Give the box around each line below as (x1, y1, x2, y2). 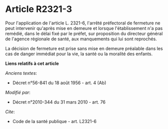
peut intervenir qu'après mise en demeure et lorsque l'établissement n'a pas (5, 25, 163, 31)
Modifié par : (5, 89, 31, 95)
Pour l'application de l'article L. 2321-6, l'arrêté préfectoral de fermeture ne (5, 20, 160, 26)
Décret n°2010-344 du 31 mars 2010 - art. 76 (12, 99, 106, 105)
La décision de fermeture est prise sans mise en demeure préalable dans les (5, 45, 163, 51)
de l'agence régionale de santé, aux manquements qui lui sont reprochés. (5, 36, 157, 42)
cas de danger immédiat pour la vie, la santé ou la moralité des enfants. (5, 51, 153, 57)
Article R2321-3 (5, 3, 72, 15)
